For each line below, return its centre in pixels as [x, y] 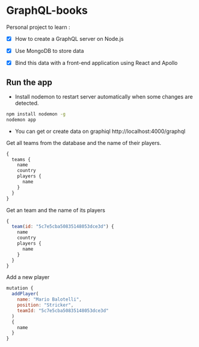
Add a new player [28, 277]
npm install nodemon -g [36, 114]
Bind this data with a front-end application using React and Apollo [96, 63]
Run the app [29, 82]
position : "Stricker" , [45, 305]
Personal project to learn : [38, 27]
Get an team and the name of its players [56, 210]
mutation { [20, 288]
